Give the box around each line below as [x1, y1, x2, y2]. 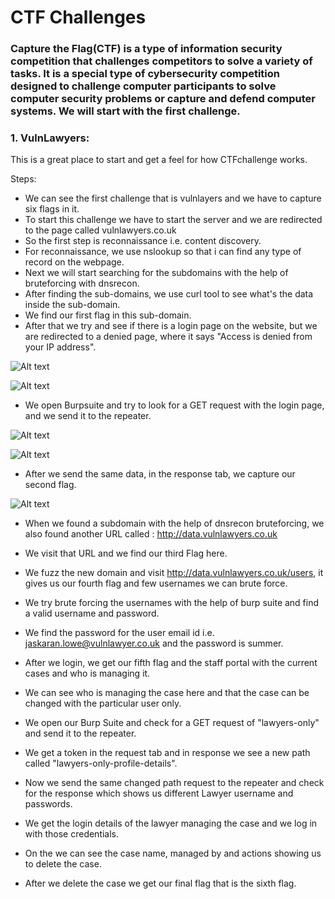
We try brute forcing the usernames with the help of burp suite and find [24, 597, 320, 609]
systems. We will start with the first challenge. [10, 104, 241, 118]
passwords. [24, 798, 73, 810]
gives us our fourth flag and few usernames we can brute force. [24, 577, 288, 590]
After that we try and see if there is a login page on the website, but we [24, 320, 318, 332]
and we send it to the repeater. [24, 410, 152, 422]
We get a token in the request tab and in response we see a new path [24, 747, 311, 759]
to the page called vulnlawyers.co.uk [24, 224, 177, 236]
